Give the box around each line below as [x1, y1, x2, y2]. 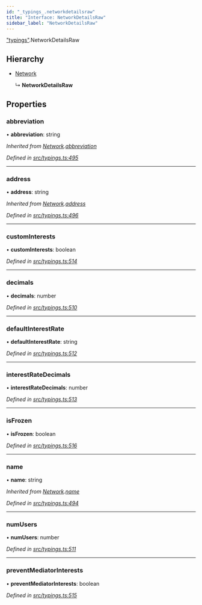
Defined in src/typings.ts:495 [6, 154, 79, 161]
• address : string [6, 188, 49, 196]
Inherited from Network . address [6, 200, 86, 208]
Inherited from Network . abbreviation [6, 142, 97, 149]
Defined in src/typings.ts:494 [6, 499, 79, 506]
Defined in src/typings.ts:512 [6, 350, 78, 357]
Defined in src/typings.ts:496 [6, 212, 79, 219]
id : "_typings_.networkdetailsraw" [6, 8, 96, 15]
